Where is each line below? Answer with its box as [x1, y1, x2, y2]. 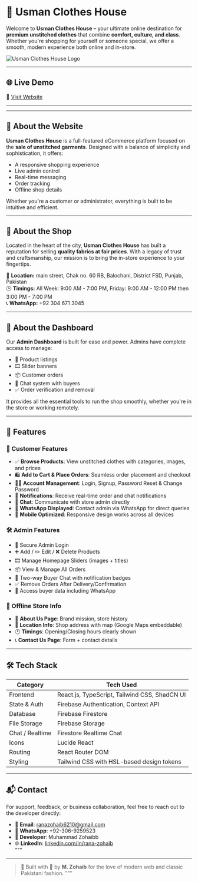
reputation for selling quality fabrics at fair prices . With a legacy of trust [6, 248, 182, 255]
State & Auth [9, 701, 44, 709]
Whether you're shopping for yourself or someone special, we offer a [6, 37, 174, 44]
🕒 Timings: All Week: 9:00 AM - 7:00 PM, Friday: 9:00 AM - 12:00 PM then [6, 285, 189, 292]
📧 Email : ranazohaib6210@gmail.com [14, 821, 105, 828]
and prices [14, 464, 41, 471]
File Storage [9, 719, 42, 728]
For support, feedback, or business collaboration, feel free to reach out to [6, 804, 184, 811]
